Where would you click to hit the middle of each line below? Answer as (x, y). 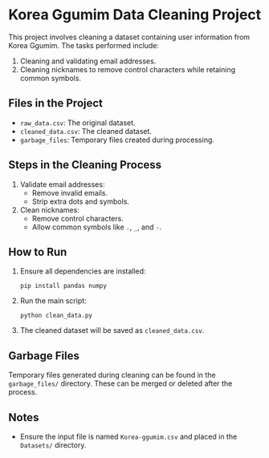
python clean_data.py (56, 316)
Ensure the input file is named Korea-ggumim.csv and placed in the (128, 436)
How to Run (38, 251)
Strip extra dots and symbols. (81, 201)
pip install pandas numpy (63, 286)
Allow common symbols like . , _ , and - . (97, 227)
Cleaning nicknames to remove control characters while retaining (128, 69)
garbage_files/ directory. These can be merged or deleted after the (120, 383)
